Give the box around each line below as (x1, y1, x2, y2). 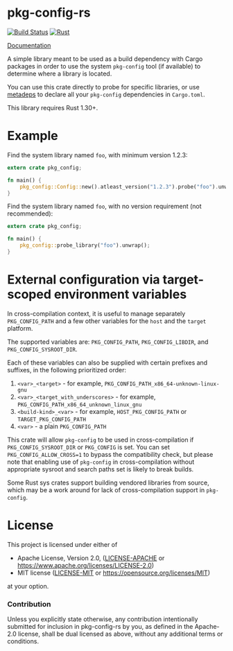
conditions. (7, 637, 40, 645)
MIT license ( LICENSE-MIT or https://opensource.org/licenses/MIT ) (17, 568, 210, 577)
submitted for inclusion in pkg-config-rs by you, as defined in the (7, 623, 193, 631)
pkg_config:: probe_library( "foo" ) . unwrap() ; (19, 242, 150, 249)
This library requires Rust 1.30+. (7, 103, 98, 112)
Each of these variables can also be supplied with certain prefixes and (7, 358, 208, 367)
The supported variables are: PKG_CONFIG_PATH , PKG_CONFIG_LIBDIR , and (7, 338, 209, 346)
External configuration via (7, 272, 160, 288)
